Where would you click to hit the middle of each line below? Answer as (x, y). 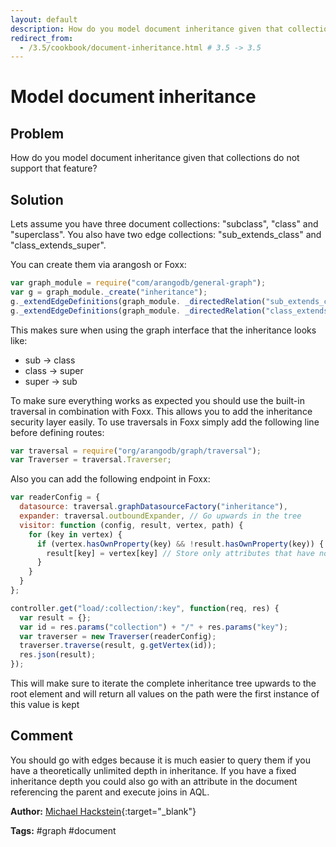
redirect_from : (42, 38)
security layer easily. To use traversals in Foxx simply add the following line (165, 422)
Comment (42, 736)
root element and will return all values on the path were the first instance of (165, 694)
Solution (37, 199)
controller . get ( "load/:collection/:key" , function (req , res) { (145, 608)
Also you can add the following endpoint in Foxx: (110, 479)
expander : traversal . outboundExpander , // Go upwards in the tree (160, 516)
